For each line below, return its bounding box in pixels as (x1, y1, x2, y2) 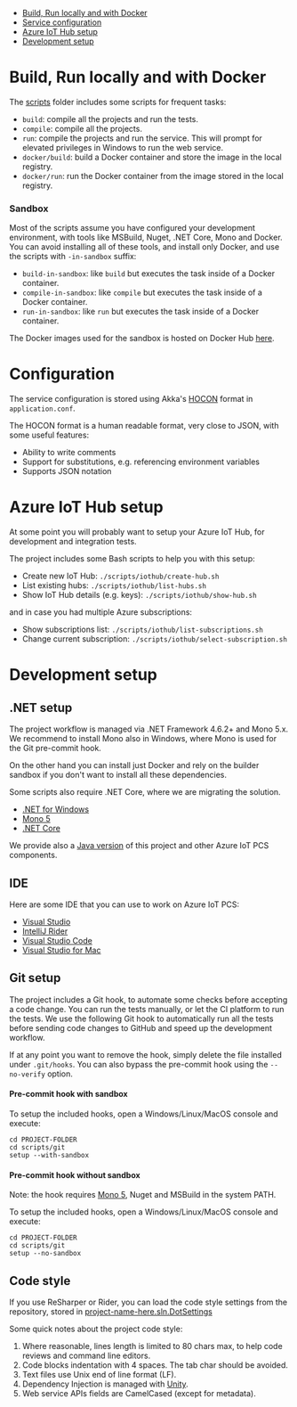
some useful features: (9, 429, 90, 440)
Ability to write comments (21, 447, 116, 458)
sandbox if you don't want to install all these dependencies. (9, 770, 227, 781)
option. (47, 1068, 74, 1079)
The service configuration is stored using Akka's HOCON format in (9, 394, 253, 405)
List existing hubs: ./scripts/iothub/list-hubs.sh (21, 580, 207, 591)
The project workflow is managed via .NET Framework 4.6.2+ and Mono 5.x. (9, 724, 289, 734)
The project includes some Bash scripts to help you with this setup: (9, 553, 255, 564)
